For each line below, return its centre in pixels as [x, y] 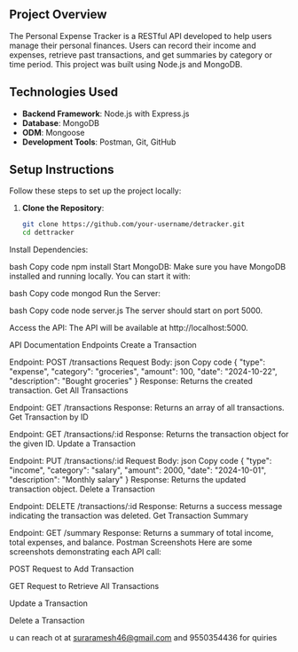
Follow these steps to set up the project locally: [95, 191]
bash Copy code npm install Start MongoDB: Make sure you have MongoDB [148, 267]
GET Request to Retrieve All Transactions [84, 586]
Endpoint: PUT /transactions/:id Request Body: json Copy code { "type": [141, 461]
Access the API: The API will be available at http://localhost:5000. [129, 328]
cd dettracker [48, 233]
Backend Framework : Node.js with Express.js [106, 114]
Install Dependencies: [49, 250]
